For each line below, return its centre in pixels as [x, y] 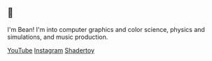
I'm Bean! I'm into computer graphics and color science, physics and [106, 29]
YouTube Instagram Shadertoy [51, 50]
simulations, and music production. [58, 37]
